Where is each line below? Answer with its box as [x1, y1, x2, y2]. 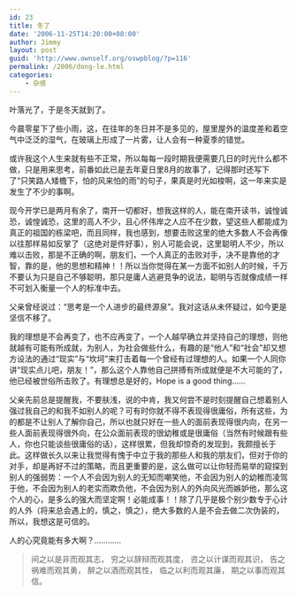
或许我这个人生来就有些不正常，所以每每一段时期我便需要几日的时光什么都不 [9, 152, 288, 164]
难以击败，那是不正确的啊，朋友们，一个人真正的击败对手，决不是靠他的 [9, 249, 272, 259]
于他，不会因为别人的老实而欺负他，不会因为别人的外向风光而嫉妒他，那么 [9, 483, 280, 493]
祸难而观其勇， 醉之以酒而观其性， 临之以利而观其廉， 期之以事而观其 [30, 564, 286, 576]
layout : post [9, 46, 57, 55]
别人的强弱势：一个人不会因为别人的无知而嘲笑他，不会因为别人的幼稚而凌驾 [9, 471, 288, 483]
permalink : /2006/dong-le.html [9, 63, 125, 72]
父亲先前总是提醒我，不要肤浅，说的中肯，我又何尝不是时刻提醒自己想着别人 [9, 394, 288, 405]
